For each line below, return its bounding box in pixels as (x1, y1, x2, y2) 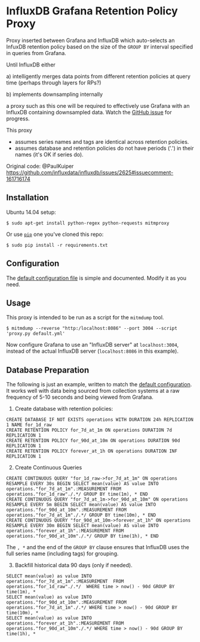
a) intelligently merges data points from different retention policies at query (6, 72, 191, 80)
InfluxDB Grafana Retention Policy (6, 4, 178, 18)
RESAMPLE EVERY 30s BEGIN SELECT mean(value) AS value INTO (6, 481, 159, 487)
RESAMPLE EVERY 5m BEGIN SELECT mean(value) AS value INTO (6, 502, 156, 508)
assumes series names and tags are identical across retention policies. (14, 138, 189, 145)
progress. (6, 115, 30, 122)
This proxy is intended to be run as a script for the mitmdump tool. (6, 314, 164, 321)
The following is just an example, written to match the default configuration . (6, 381, 192, 388)
